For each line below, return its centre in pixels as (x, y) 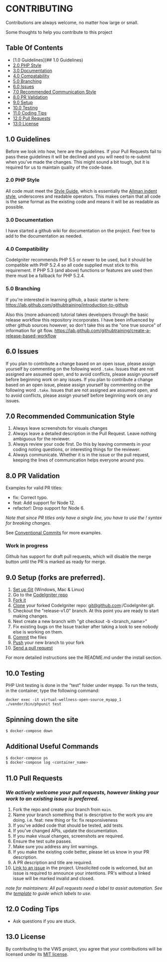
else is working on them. (38, 632)
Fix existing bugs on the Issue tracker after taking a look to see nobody (85, 627)
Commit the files (30, 638)
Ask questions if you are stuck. (44, 921)
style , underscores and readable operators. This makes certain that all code (83, 196)
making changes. (31, 616)
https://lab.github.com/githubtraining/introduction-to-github (67, 305)
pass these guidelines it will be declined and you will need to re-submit (78, 157)
